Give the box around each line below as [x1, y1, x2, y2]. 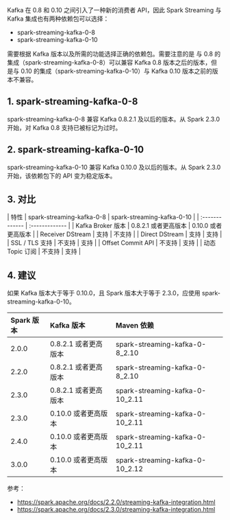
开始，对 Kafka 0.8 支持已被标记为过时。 [7, 123, 122, 132]
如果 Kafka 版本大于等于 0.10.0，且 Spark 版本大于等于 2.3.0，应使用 [7, 289, 201, 297]
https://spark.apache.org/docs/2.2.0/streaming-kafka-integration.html [16, 498, 216, 506]
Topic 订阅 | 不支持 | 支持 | [7, 247, 81, 256]
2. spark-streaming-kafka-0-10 [7, 144, 144, 156]
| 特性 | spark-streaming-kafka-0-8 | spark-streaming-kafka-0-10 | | [7, 213, 200, 221]
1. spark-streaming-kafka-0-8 [7, 95, 138, 108]
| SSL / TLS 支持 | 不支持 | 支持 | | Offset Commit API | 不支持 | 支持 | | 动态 [7, 239, 216, 247]
